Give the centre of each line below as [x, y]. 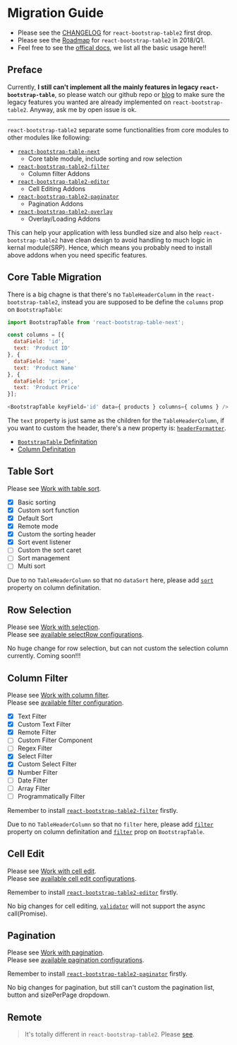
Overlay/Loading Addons [64, 219]
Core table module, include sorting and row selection [105, 158]
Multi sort [31, 566]
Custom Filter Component [55, 740]
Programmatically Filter [51, 796]
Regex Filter [35, 749]
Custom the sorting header [57, 534]
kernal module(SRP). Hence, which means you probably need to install [110, 247]
